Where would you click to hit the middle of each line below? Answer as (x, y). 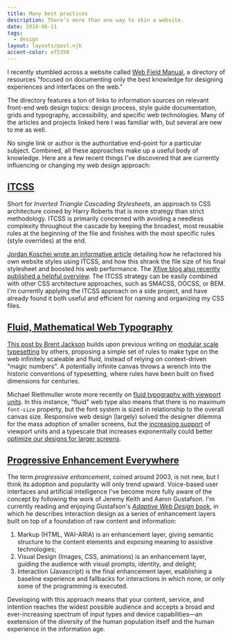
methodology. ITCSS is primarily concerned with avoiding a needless (106, 218)
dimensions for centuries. (44, 381)
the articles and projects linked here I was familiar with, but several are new (115, 122)
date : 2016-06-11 (32, 26)
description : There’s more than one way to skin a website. (96, 20)
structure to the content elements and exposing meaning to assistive (115, 542)
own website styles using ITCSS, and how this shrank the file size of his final (116, 261)
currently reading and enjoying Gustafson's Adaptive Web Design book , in (113, 506)
